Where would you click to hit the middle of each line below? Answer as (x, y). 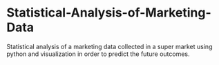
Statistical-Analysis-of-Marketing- (109, 13)
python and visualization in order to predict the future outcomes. (98, 54)
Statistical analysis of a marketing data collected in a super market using (109, 46)
